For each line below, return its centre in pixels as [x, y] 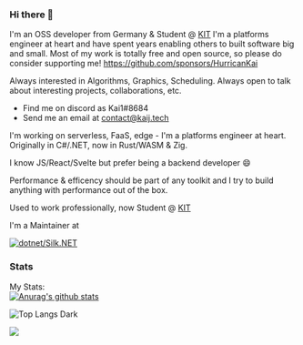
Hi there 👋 [32, 15]
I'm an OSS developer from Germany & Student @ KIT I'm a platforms [139, 35]
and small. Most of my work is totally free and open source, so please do [146, 54]
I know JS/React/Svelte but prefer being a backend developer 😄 [131, 163]
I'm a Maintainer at [45, 226]
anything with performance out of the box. [89, 190]
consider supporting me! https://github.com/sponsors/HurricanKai [134, 64]
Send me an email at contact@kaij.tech [96, 118]
